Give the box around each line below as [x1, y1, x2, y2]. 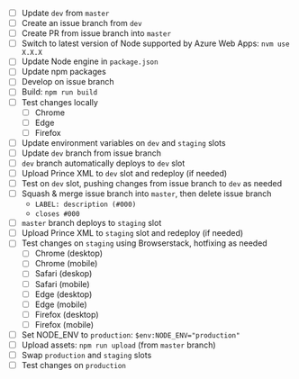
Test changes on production [21, 360, 127, 370]
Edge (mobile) [34, 299, 87, 310]
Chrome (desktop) [34, 248, 103, 259]
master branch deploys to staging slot [21, 218, 162, 229]
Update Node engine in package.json [21, 56, 159, 67]
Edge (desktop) [34, 288, 93, 300]
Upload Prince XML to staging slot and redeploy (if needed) [21, 228, 244, 239]
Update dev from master [21, 8, 110, 18]
